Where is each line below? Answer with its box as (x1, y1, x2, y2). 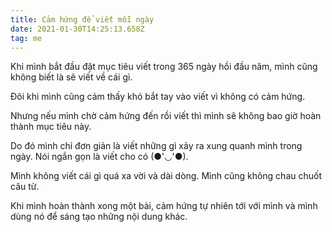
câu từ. (10, 181, 40, 193)
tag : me (10, 33, 43, 43)
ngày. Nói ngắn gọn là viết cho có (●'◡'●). (10, 151, 189, 163)
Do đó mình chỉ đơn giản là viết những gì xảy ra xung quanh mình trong (10, 140, 303, 152)
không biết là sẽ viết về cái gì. (10, 71, 133, 83)
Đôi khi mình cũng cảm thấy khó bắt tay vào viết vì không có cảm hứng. (10, 91, 306, 103)
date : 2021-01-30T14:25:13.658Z (10, 24, 145, 34)
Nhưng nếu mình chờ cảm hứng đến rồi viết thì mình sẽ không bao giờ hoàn (10, 110, 322, 122)
